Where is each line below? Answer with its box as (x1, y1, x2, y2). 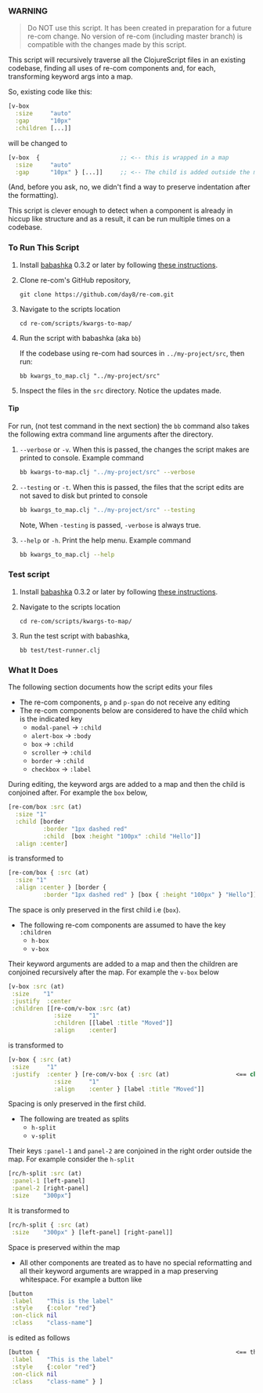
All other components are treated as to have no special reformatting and (19, 1258, 252, 1267)
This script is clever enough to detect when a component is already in (8, 206, 233, 215)
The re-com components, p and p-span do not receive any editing (19, 697, 231, 707)
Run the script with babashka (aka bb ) (19, 333, 142, 342)
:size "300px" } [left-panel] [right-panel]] (11, 1228, 174, 1236)
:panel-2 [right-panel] (11, 1184, 89, 1193)
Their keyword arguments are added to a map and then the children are (8, 959, 239, 968)
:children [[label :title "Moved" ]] (53, 1019, 174, 1027)
